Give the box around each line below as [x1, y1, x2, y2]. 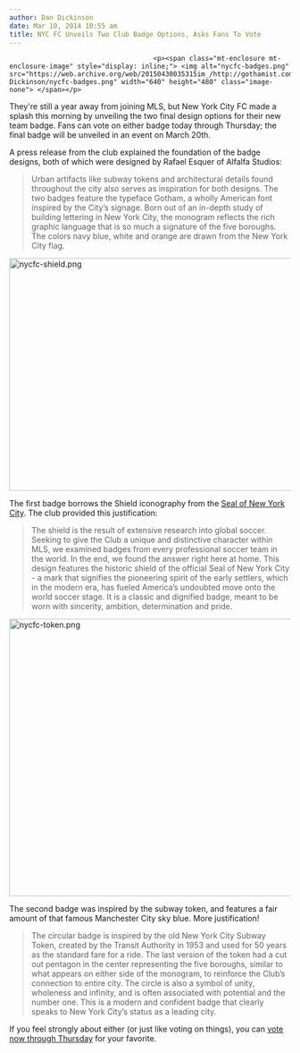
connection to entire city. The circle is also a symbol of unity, [30, 978, 255, 989]
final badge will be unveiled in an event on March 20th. [9, 130, 212, 140]
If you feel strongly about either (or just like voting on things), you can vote [9, 1023, 284, 1034]
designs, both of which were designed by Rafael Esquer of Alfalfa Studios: [9, 157, 283, 167]
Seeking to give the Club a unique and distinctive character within [30, 534, 273, 546]
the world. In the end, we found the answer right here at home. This [30, 554, 279, 565]
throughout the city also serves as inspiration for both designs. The [30, 183, 279, 194]
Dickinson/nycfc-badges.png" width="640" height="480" [9, 78, 218, 87]
